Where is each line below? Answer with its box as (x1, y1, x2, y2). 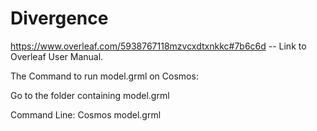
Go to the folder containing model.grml (10, 89, 170, 101)
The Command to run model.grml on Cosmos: (10, 70, 199, 82)
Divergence (10, 7, 109, 30)
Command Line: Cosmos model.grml (10, 108, 162, 121)
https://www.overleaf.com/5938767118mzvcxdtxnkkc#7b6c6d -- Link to (10, 40, 307, 52)
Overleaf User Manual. (10, 50, 104, 62)
